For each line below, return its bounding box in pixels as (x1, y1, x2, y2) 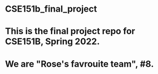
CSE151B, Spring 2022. (5, 36, 100, 47)
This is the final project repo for (5, 26, 135, 37)
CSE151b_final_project (5, 3, 97, 15)
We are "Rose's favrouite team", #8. (5, 58, 154, 69)
